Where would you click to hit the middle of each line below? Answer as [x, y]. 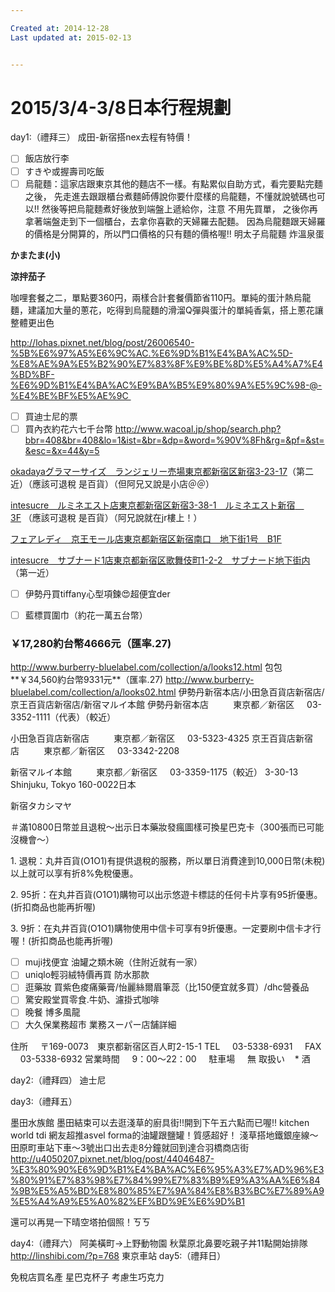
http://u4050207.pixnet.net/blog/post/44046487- [112, 1158]
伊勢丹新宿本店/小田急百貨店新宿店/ [251, 692]
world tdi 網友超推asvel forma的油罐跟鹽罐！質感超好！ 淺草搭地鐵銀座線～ [164, 1135]
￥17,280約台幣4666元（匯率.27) [91, 643]
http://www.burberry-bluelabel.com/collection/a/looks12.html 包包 [146, 667]
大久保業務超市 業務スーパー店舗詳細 [100, 1025]
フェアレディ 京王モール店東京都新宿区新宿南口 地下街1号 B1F [146, 538]
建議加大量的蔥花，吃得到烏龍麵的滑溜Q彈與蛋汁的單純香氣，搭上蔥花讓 [175, 310]
